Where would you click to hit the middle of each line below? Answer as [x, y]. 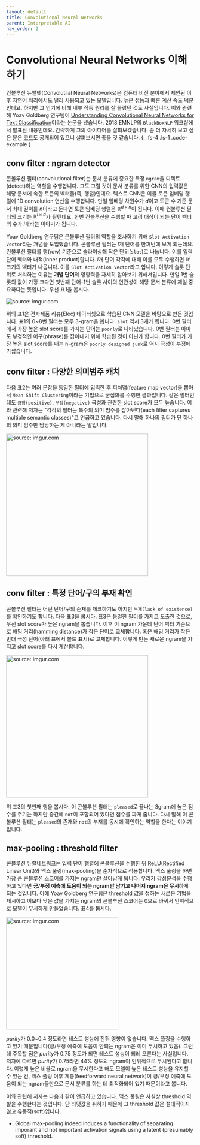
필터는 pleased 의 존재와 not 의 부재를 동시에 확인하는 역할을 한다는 [99, 821]
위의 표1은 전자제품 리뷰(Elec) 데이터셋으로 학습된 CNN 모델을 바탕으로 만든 [94, 314]
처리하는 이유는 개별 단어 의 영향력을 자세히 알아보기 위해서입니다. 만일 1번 [102, 274]
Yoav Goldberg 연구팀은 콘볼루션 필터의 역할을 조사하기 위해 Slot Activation [98, 237]
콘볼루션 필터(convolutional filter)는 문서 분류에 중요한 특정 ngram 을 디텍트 [93, 178]
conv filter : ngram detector [59, 163]
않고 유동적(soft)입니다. [34, 1111]
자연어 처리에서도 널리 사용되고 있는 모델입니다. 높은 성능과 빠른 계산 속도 [98, 100]
